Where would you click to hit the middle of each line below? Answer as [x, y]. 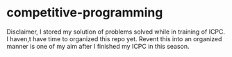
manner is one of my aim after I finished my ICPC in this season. [98, 46]
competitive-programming [85, 13]
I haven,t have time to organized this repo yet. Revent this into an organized [114, 38]
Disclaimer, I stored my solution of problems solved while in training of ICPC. [116, 32]
